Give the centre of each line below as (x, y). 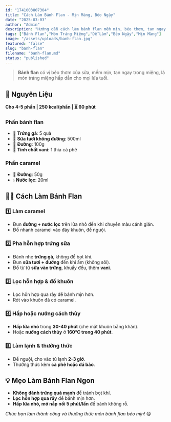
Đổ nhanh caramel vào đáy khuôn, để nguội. (59, 230)
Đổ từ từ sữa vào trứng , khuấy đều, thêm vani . (62, 268)
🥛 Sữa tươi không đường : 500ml (47, 139)
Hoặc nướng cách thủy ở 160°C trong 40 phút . (63, 332)
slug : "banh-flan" (25, 48)
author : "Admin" (23, 24)
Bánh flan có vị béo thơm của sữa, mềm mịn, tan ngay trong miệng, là (91, 73)
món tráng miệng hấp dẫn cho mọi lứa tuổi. (63, 78)
